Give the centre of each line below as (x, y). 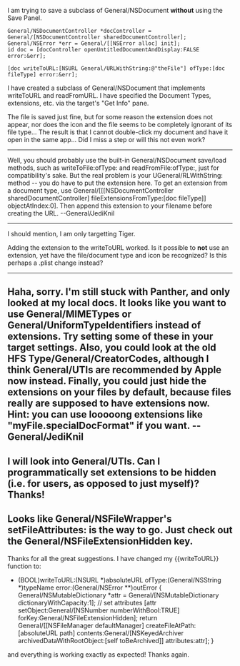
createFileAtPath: (171, 625)
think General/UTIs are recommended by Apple (115, 370)
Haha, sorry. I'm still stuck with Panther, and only (119, 292)
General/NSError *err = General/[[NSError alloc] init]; (94, 44)
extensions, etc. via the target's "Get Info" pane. (78, 103)
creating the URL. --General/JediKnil (61, 213)
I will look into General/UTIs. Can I (84, 461)
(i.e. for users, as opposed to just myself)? (104, 484)
